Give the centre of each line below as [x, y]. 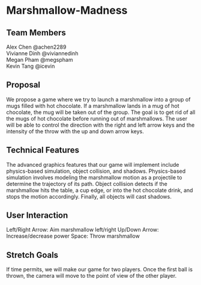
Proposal [23, 85]
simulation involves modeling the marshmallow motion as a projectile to [94, 177]
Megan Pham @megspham [40, 60]
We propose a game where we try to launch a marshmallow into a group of [98, 99]
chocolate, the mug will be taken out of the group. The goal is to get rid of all [101, 112]
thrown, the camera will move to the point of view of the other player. [91, 276]
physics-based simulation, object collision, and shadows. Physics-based [96, 171]
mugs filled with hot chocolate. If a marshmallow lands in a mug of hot [93, 106]
